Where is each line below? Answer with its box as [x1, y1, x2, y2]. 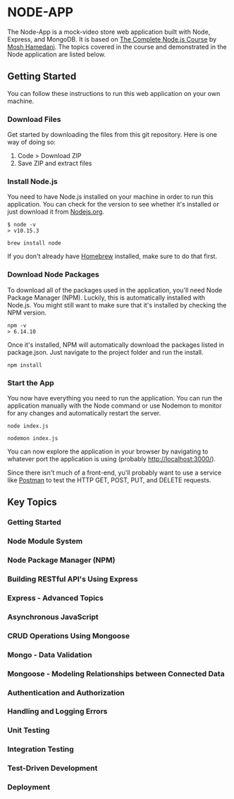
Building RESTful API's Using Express [7, 574, 139, 584]
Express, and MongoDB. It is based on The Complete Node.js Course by [7, 35, 217, 43]
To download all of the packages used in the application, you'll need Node [7, 286, 223, 294]
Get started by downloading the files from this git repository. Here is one [7, 130, 217, 139]
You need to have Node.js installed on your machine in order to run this [7, 193, 214, 201]
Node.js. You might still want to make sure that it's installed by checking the [7, 300, 227, 309]
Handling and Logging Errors [7, 707, 108, 716]
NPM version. [7, 308, 47, 317]
